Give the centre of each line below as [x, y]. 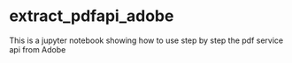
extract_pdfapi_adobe [92, 16]
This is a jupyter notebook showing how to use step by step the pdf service [146, 40]
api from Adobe [38, 49]
